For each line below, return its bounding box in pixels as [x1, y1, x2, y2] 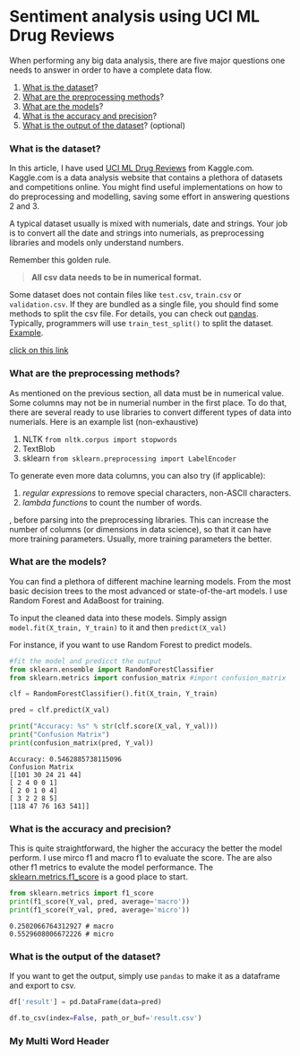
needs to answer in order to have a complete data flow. [9, 65, 212, 75]
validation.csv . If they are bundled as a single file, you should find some [9, 299, 279, 310]
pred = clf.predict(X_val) [9, 705, 110, 714]
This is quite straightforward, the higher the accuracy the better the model [9, 843, 283, 853]
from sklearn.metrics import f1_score [9, 889, 154, 898]
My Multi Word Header [9, 1034, 110, 1047]
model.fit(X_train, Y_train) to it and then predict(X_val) [9, 621, 227, 633]
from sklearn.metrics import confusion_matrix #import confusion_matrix [9, 673, 287, 682]
